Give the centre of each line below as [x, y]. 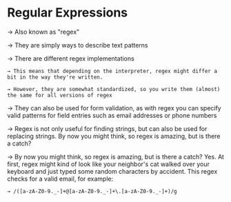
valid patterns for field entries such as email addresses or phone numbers [112, 115]
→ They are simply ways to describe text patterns [78, 45]
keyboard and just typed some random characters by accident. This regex [112, 171]
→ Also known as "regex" [43, 32]
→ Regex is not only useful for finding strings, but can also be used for [107, 128]
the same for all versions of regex [60, 95]
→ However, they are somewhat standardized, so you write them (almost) [114, 89]
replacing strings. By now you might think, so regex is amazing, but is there [114, 136]
